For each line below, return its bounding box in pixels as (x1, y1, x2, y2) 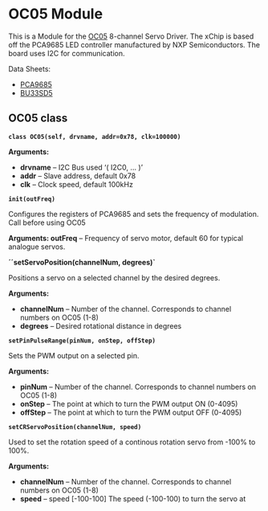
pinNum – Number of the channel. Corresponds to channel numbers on (19, 382, 257, 391)
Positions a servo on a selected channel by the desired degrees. (8, 272, 221, 282)
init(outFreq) (8, 194, 56, 203)
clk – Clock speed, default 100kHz (19, 179, 134, 189)
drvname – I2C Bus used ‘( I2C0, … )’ (19, 162, 143, 172)
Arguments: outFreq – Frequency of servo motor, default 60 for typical (8, 233, 243, 243)
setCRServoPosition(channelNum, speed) (8, 423, 142, 431)
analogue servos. (8, 242, 66, 251)
